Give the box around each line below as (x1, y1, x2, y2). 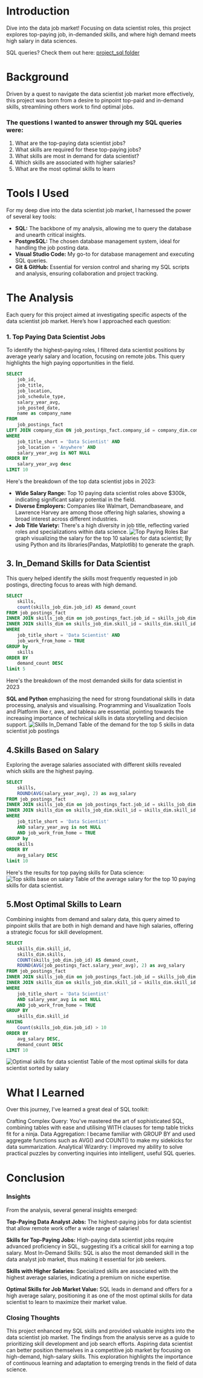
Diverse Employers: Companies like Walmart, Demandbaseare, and (14, 502, 184, 510)
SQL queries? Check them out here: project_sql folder (6, 48, 140, 56)
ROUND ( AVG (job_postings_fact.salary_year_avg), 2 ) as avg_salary (17, 962, 185, 969)
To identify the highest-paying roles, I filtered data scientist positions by (6, 347, 185, 354)
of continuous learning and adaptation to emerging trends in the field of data (6, 1359, 197, 1367)
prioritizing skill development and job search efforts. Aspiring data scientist (6, 1340, 193, 1348)
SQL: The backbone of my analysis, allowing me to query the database (14, 225, 192, 232)
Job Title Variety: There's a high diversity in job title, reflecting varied (14, 522, 189, 529)
